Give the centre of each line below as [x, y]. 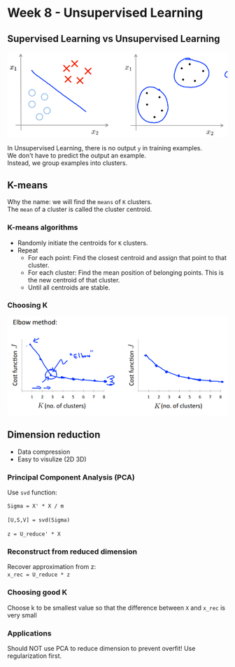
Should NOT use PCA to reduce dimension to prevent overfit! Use [101, 648]
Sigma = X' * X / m [36, 506]
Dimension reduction [54, 435]
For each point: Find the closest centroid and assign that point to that [127, 257]
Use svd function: [32, 493]
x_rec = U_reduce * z [39, 575]
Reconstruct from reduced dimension [72, 552]
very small [22, 615]
